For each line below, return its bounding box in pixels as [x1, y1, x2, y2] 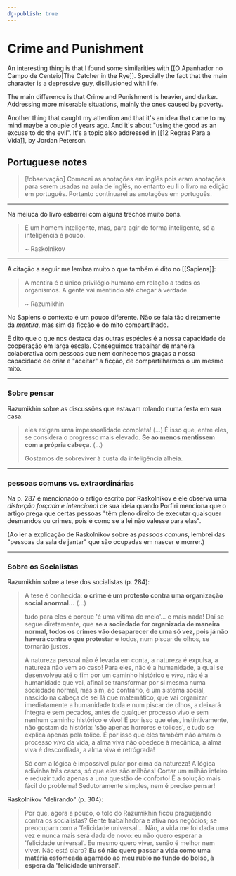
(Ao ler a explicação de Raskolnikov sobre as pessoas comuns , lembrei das [7, 530, 225, 539]
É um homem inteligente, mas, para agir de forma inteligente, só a [24, 224, 216, 232]
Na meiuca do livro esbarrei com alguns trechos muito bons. [7, 210, 182, 219]
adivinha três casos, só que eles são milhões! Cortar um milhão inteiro [24, 767, 228, 775]
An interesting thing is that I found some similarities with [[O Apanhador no [7, 64, 223, 72]
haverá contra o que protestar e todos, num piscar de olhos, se [24, 635, 210, 643]
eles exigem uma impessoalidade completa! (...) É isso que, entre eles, [24, 425, 229, 434]
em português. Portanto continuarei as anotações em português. [24, 190, 212, 198]
